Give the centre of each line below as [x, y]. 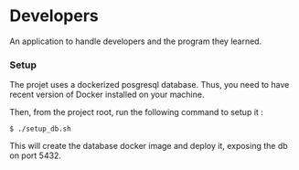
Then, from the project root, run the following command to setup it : [136, 112]
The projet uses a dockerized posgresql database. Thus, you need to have [149, 85]
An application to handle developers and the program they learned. [136, 41]
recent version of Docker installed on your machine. [107, 95]
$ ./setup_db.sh [40, 129]
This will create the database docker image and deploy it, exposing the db [149, 146]
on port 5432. [36, 155]
